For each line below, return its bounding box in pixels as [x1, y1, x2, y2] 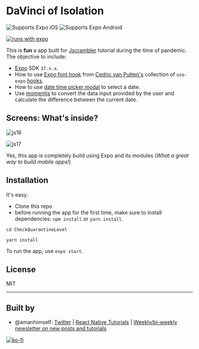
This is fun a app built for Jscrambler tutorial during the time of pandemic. [6, 46, 187, 54]
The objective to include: [6, 53, 67, 60]
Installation [6, 175, 49, 185]
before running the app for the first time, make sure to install [14, 209, 162, 216]
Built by [6, 303, 35, 313]
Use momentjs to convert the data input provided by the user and [14, 89, 175, 97]
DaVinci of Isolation [6, 4, 104, 18]
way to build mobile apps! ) [6, 158, 71, 165]
